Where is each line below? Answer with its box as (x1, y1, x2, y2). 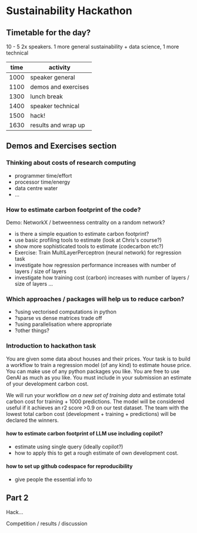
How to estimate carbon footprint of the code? (6, 205, 141, 214)
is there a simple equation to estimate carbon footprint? (14, 230, 149, 237)
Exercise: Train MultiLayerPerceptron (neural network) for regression (14, 249, 182, 256)
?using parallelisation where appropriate (14, 321, 112, 328)
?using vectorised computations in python (14, 308, 116, 315)
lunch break (30, 92, 63, 101)
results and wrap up (30, 121, 85, 129)
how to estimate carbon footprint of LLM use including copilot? (6, 430, 163, 437)
